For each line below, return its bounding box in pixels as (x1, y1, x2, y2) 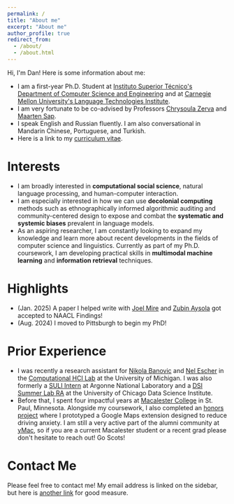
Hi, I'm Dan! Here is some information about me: (7, 68, 145, 77)
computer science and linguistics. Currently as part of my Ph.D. (17, 241, 200, 249)
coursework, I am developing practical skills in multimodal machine (17, 248, 213, 257)
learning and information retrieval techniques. (17, 256, 153, 265)
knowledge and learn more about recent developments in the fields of (17, 234, 219, 242)
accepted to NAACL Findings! (17, 311, 103, 319)
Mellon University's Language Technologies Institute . (17, 97, 170, 105)
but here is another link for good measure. (7, 488, 129, 497)
